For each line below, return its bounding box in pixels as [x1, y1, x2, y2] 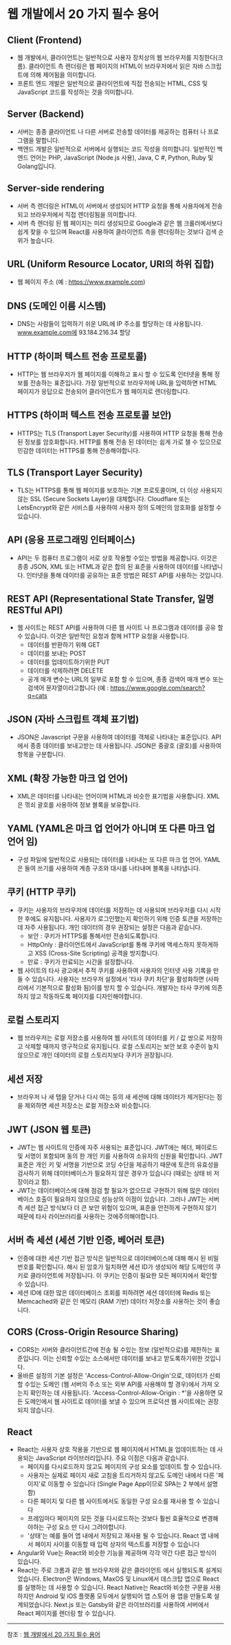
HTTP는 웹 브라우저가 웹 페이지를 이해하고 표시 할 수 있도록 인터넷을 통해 [16, 370, 213, 378]
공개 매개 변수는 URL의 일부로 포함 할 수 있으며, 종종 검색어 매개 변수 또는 [27, 675, 224, 683]
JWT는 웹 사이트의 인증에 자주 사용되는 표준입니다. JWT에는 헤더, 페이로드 [16, 1143, 218, 1151]
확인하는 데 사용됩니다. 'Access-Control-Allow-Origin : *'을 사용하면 [30, 1388, 217, 1396]
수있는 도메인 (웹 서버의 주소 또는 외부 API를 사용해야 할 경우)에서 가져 [24, 1380, 213, 1388]
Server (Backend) [7, 108, 85, 120]
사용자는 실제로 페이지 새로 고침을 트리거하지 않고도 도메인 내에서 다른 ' [27, 1471, 219, 1479]
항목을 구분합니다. [16, 750, 65, 759]
